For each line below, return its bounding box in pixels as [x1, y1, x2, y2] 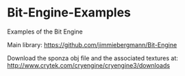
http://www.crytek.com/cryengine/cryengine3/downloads [7, 61, 170, 69]
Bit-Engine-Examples [7, 5, 132, 21]
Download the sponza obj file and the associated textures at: [7, 53, 178, 62]
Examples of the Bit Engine [7, 27, 84, 36]
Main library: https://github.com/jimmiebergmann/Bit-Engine [7, 40, 177, 49]
